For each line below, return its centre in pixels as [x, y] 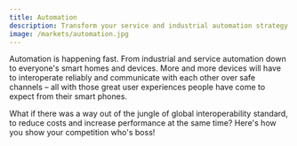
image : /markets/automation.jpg [69, 34]
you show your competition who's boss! [82, 133]
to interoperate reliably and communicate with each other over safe [132, 78]
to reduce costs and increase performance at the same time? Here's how [143, 123]
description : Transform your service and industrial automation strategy [149, 26]
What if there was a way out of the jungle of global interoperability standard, [149, 114]
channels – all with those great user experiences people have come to [137, 87]
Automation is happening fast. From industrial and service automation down [148, 59]
